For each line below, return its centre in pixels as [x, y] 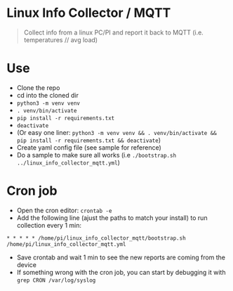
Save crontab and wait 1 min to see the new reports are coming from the [121, 257]
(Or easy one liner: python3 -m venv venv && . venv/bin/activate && [116, 132]
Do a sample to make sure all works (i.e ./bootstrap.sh [96, 155]
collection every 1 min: [49, 225]
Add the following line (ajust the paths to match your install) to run [112, 218]
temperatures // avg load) [61, 39]
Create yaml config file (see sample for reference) [89, 147]
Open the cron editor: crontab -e [64, 210]
